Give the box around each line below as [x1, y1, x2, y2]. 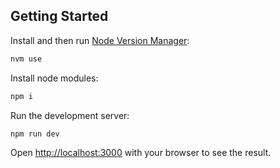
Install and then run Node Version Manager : [10, 34, 190, 46]
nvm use [10, 54, 43, 64]
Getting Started [10, 8, 109, 25]
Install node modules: [10, 72, 99, 84]
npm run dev [10, 129, 60, 139]
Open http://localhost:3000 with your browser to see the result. [10, 147, 272, 159]
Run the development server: [10, 109, 130, 121]
